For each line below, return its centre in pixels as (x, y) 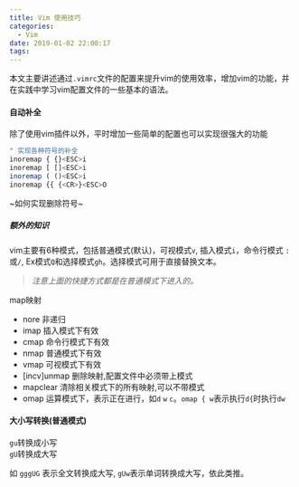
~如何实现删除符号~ (47, 203)
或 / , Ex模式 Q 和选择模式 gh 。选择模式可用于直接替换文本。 (115, 261)
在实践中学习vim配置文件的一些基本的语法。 (91, 90)
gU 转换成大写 (33, 454)
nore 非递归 (44, 319)
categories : (32, 26)
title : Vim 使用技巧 (45, 18)
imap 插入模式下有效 (61, 330)
